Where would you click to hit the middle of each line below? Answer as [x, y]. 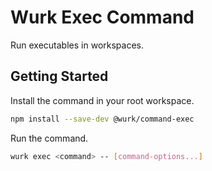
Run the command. [49, 138]
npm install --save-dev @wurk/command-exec [102, 119]
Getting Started [59, 76]
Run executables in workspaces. [77, 45]
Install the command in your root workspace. [102, 100]
